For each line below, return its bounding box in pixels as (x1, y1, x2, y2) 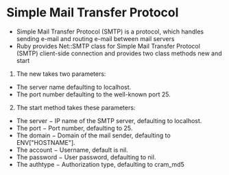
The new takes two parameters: (16, 70, 106, 78)
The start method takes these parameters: (16, 103, 136, 111)
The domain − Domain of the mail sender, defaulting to (16, 131, 171, 139)
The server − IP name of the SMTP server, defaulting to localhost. (16, 116, 202, 124)
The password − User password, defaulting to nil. (16, 152, 156, 161)
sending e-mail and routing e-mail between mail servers (16, 34, 175, 42)
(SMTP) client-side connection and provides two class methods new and (16, 49, 222, 57)
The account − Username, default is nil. (16, 146, 128, 154)
